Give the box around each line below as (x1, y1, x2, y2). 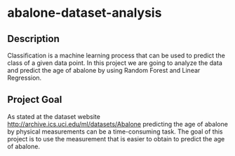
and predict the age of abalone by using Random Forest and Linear (7, 66, 201, 74)
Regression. (7, 73, 42, 82)
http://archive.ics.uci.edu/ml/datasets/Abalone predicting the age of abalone (7, 120, 228, 128)
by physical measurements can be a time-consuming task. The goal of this (7, 127, 223, 136)
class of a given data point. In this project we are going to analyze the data (7, 59, 222, 67)
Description (7, 33, 60, 45)
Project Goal (7, 94, 62, 106)
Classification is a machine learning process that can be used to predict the (7, 51, 226, 59)
